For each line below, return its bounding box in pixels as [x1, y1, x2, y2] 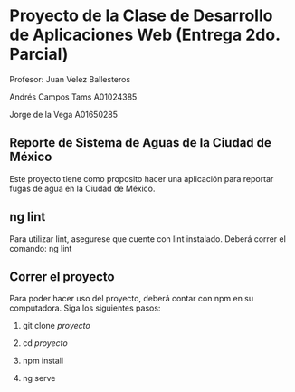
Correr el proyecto [9, 269, 115, 284]
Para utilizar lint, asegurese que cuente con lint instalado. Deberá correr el [9, 233, 287, 244]
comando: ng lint [9, 243, 72, 253]
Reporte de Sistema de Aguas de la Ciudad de [9, 135, 271, 150]
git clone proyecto [22, 320, 90, 331]
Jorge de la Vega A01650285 [9, 109, 118, 120]
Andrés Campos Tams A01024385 [9, 91, 138, 102]
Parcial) [9, 44, 69, 64]
